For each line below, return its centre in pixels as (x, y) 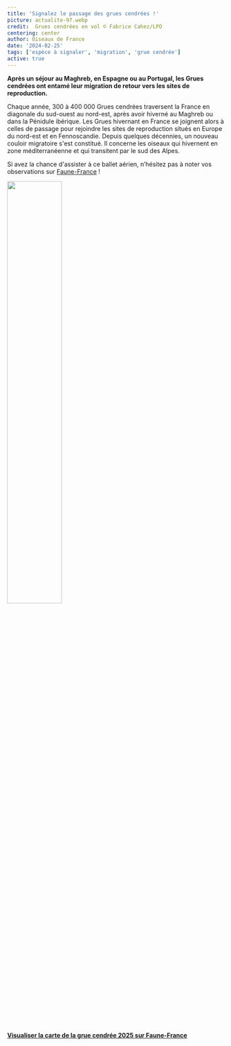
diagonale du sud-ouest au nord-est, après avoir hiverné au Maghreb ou (110, 114)
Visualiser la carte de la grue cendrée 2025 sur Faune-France (98, 1035)
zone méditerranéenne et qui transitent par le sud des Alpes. (93, 150)
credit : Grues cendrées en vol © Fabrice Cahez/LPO (85, 26)
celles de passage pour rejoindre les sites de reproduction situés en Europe (115, 128)
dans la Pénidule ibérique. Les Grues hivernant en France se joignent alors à (116, 121)
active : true (26, 59)
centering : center (34, 33)
